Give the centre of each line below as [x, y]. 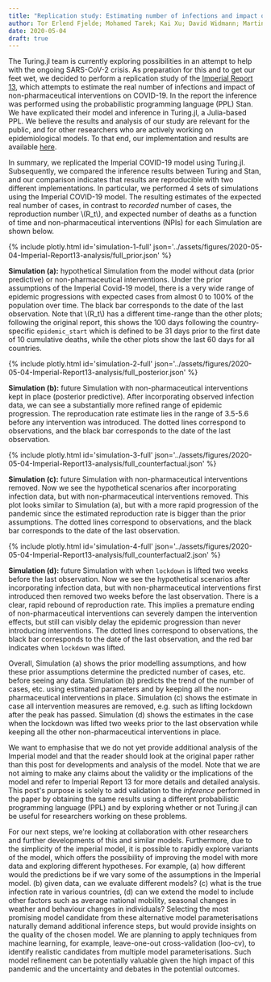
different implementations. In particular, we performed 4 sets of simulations [133, 188]
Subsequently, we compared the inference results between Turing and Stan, [135, 171]
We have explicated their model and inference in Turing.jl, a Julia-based [128, 113]
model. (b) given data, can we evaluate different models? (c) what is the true [135, 884]
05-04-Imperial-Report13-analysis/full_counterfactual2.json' [109, 555]
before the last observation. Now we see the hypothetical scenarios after [129, 579]
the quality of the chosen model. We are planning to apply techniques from [133, 935]
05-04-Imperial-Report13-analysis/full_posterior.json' [97, 373]
